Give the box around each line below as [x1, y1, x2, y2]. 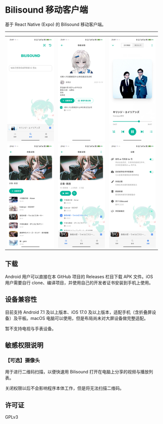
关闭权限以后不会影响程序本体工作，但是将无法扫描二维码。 [5, 385, 124, 391]
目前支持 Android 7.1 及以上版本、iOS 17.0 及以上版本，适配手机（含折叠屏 [5, 309, 152, 315]
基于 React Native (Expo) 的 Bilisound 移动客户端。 [5, 21, 106, 27]
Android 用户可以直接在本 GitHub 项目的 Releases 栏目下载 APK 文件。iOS [5, 273, 153, 280]
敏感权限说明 [5, 341, 44, 350]
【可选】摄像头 [5, 357, 40, 364]
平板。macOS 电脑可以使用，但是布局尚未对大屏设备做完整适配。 [17, 315, 148, 321]
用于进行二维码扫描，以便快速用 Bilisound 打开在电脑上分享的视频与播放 [5, 369, 149, 375]
